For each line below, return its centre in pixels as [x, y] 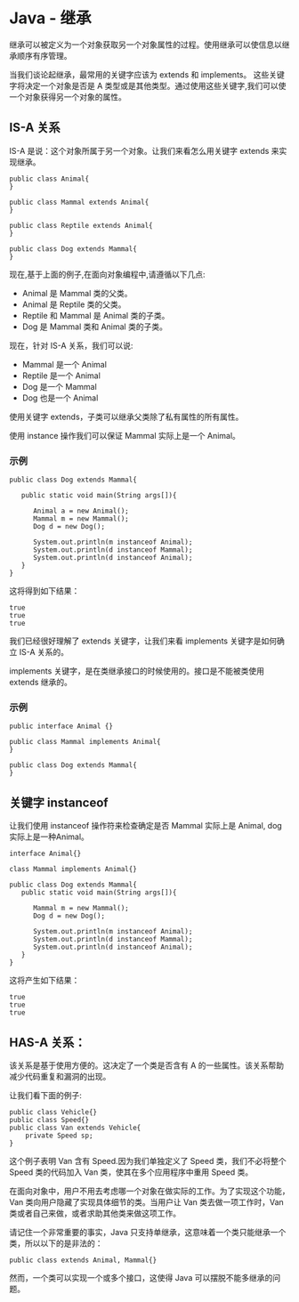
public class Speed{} [49, 1120]
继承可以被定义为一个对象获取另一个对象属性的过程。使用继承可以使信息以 [145, 44]
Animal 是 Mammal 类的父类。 [77, 293]
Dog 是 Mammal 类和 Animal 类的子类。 [94, 327]
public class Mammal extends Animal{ [79, 202]
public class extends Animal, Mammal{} [83, 1260]
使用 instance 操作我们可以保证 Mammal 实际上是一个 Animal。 [125, 435]
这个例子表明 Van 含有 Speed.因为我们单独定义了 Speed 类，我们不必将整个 [148, 1160]
